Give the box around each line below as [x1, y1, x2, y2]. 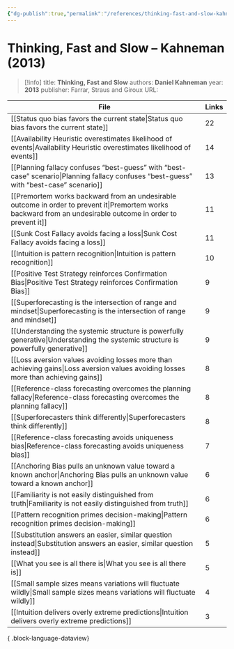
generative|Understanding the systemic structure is [10, 335, 179, 345]
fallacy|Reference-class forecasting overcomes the [10, 392, 180, 402]
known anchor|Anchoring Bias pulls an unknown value [10, 469, 189, 479]
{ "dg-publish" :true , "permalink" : [7, 10, 104, 17]
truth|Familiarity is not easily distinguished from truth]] [10, 499, 189, 508]
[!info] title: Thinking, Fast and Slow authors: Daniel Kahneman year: [24, 78, 224, 86]
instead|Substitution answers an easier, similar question [10, 538, 194, 548]
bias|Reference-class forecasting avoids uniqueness [10, 441, 185, 451]
